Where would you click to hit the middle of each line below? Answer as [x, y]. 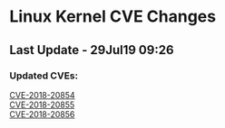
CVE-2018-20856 [42, 114]
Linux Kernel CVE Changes [112, 17]
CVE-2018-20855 [42, 105]
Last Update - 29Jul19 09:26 [92, 50]
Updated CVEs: [44, 76]
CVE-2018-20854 [42, 95]
